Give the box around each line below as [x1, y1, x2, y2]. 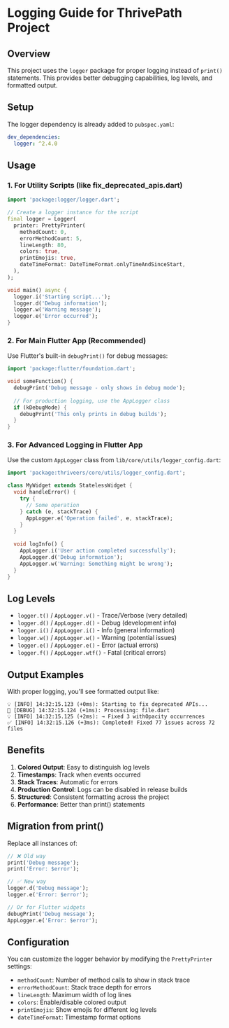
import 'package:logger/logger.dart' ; [7, 196, 120, 204]
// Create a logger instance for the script [7, 209, 139, 216]
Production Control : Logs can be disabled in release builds [17, 785, 189, 793]
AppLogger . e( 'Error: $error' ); [7, 917, 98, 924]
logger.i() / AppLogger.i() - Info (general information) [17, 626, 175, 634]
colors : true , [20, 248, 61, 255]
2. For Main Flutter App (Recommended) [7, 335, 147, 345]
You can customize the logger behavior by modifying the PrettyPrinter [7, 954, 213, 964]
